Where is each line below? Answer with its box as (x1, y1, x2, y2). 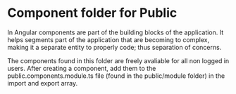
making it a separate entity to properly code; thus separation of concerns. (7, 43, 222, 51)
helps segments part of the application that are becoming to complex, (7, 35, 210, 43)
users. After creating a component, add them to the (7, 64, 156, 72)
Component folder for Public (7, 5, 178, 21)
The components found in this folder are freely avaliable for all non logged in (7, 56, 230, 65)
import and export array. (7, 79, 78, 87)
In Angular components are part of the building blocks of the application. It (7, 28, 224, 36)
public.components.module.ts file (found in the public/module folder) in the (7, 72, 225, 80)
